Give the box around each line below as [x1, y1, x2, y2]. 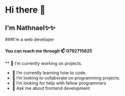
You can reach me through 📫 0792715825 [5, 48, 92, 54]
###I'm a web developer [5, 36, 55, 42]
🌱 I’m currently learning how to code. [12, 70, 87, 76]
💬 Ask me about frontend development [12, 85, 90, 91]
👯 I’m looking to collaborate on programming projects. [12, 75, 121, 81]
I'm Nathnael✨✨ [5, 24, 56, 32]
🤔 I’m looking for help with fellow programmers [12, 80, 106, 86]
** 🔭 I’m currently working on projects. [5, 61, 83, 66]
